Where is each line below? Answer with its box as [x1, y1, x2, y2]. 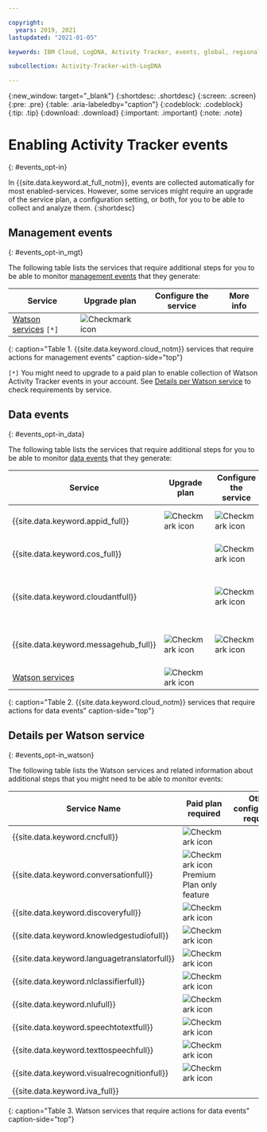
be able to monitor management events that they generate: [8, 271, 201, 281]
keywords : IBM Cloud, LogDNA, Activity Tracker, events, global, [8, 48, 229, 56]
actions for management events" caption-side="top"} [8, 352, 184, 362]
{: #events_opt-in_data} [8, 429, 85, 438]
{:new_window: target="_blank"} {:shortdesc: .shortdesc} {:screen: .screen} [8, 91, 257, 100]
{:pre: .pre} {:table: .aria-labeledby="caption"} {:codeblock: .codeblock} [8, 100, 244, 109]
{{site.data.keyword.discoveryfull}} [12, 906, 141, 918]
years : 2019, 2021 [15, 26, 77, 34]
